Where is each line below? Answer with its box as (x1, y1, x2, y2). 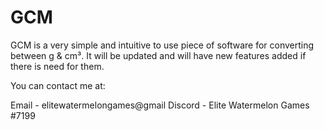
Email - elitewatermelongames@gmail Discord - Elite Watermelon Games (10, 99, 310, 111)
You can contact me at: (10, 79, 106, 91)
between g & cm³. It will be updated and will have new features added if (10, 49, 307, 61)
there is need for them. (10, 60, 105, 72)
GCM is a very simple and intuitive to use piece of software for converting (10, 39, 315, 51)
